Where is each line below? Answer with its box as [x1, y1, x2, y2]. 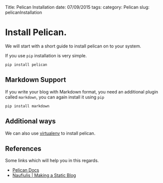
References [5, 144, 41, 153]
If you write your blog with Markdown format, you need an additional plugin [5, 89, 159, 94]
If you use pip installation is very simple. [5, 52, 87, 58]
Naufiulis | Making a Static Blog [12, 173, 77, 179]
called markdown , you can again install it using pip [5, 94, 105, 100]
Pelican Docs [12, 167, 40, 173]
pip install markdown [5, 103, 50, 108]
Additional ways [5, 117, 56, 126]
